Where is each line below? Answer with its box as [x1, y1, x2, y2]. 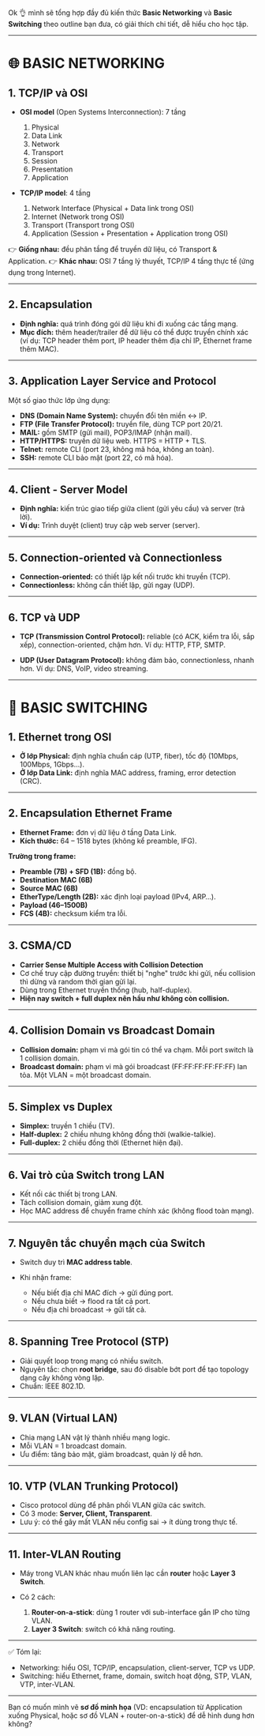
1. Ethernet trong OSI [8, 730, 112, 744]
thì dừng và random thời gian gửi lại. [19, 977, 137, 986]
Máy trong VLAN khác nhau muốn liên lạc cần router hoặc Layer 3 [19, 1568, 237, 1578]
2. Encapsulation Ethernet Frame [8, 807, 173, 820]
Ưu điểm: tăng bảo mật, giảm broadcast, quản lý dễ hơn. [19, 1449, 203, 1459]
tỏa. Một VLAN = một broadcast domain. [19, 1070, 151, 1079]
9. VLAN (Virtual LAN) [8, 1411, 118, 1425]
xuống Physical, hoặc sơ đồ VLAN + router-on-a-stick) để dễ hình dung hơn [8, 1711, 255, 1720]
